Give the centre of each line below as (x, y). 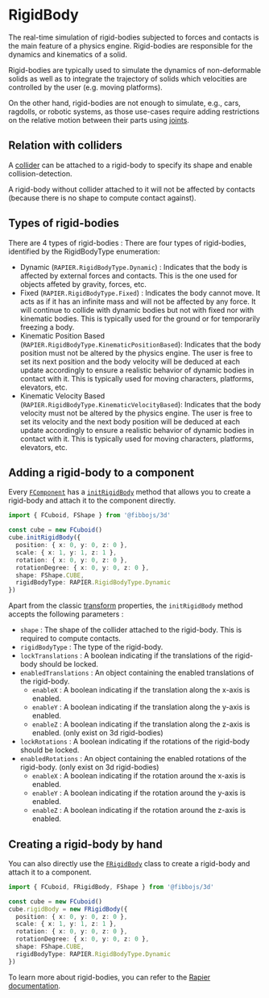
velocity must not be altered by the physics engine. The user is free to (136, 413)
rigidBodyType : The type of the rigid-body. (91, 647)
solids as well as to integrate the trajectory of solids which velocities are (128, 78)
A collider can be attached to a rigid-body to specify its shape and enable (130, 165)
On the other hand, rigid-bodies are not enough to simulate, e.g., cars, (125, 103)
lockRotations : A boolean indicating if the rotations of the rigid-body (134, 742)
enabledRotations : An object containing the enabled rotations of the (133, 759)
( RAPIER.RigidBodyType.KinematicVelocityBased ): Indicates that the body (141, 404)
